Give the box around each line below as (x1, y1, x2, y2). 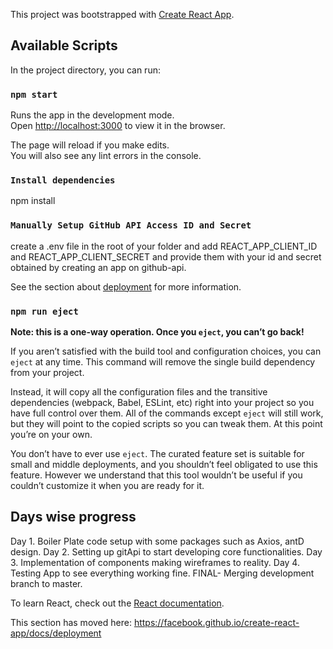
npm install (10, 195, 56, 207)
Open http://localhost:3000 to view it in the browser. (10, 120, 226, 132)
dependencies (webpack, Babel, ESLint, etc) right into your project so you (10, 397, 315, 408)
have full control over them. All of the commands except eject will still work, (10, 407, 324, 419)
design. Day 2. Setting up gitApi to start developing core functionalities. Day (10, 545, 323, 558)
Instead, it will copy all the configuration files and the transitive (10, 386, 268, 398)
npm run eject (10, 305, 79, 317)
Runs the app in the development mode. (10, 109, 175, 121)
